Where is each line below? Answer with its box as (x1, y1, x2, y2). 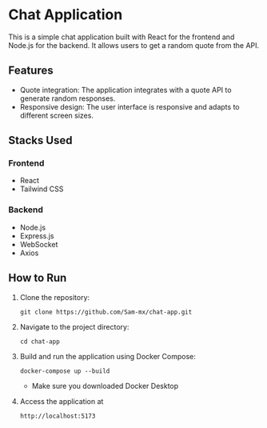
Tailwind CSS (19, 184, 64, 194)
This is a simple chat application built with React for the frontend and (8, 32, 235, 42)
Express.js (19, 230, 54, 241)
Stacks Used (8, 134, 73, 147)
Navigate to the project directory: (19, 322, 130, 331)
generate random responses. (19, 94, 116, 103)
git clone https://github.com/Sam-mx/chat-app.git (19, 308, 193, 316)
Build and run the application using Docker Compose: (19, 351, 196, 361)
